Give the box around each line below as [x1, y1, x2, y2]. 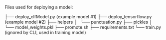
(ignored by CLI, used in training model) [4, 30, 86, 35]
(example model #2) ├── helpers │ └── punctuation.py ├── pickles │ [4, 19, 153, 25]
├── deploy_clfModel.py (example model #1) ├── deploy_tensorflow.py [4, 14, 152, 19]
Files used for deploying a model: [4, 4, 73, 10]
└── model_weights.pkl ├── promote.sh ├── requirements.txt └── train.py [4, 24, 162, 30]
